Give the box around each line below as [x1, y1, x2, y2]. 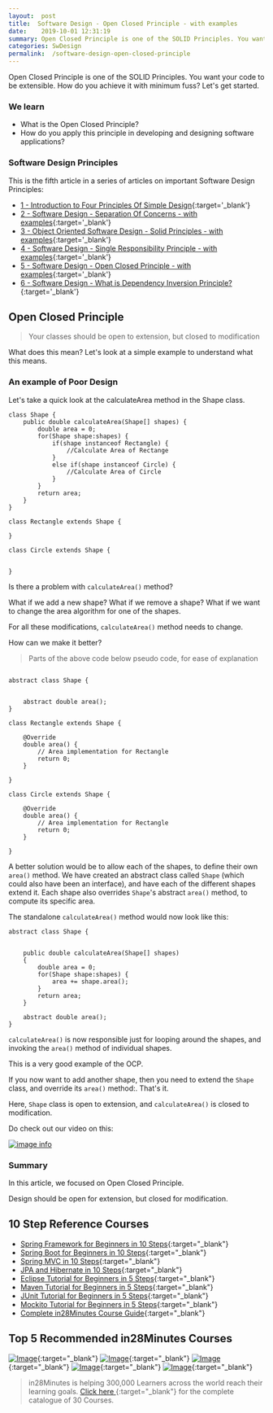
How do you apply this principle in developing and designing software [19, 128, 254, 138]
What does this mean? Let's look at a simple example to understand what [8, 348, 253, 357]
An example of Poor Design [8, 376, 119, 387]
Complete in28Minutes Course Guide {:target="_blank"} [19, 1308, 206, 1318]
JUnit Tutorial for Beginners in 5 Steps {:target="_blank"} [19, 1291, 209, 1301]
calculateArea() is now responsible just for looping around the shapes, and [8, 1035, 262, 1044]
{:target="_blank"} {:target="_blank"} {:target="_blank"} [8, 1362, 253, 1371]
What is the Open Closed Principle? [19, 120, 140, 129]
